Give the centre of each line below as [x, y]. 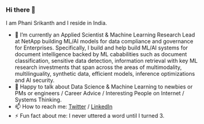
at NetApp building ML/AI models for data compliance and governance [104, 42]
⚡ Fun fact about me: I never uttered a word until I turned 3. [89, 116]
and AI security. [34, 80]
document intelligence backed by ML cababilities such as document [101, 54]
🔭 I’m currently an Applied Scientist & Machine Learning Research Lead [105, 35]
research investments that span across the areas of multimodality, [98, 67]
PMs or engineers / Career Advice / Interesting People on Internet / [100, 93]
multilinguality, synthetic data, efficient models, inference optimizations [105, 74]
